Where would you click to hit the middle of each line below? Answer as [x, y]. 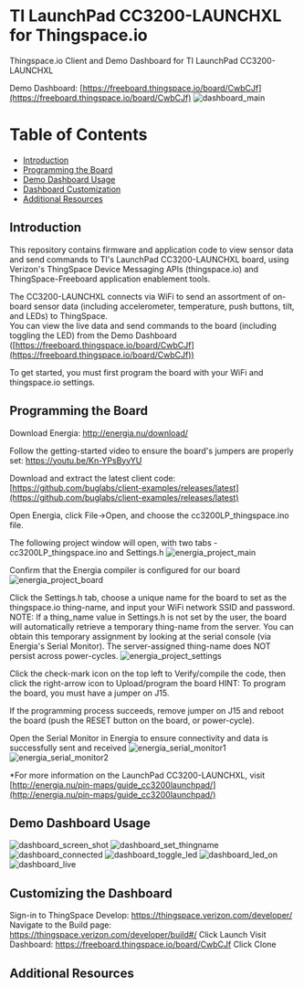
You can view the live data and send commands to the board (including [143, 325]
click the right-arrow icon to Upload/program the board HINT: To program [147, 683]
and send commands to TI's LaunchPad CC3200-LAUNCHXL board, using [149, 259]
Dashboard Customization [72, 189]
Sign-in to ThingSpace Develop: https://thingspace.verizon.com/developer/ [151, 916]
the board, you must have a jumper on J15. [89, 693]
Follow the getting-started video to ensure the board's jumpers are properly [152, 451]
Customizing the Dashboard [91, 893]
